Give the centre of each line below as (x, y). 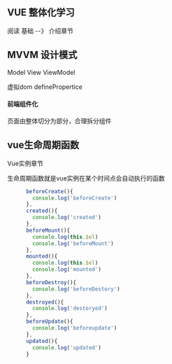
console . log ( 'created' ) (67, 218)
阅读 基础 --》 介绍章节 (40, 31)
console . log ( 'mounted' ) (67, 269)
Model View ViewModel (41, 72)
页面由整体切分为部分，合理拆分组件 (59, 120)
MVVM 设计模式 (42, 55)
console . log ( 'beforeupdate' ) (75, 328)
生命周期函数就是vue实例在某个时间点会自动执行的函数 (86, 178)
